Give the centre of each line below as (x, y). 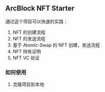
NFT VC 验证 (26, 58)
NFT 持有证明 (27, 51)
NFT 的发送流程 (29, 38)
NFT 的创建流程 (29, 32)
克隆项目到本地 (28, 84)
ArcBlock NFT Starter (40, 8)
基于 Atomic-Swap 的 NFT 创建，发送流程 (56, 45)
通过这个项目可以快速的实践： (36, 21)
